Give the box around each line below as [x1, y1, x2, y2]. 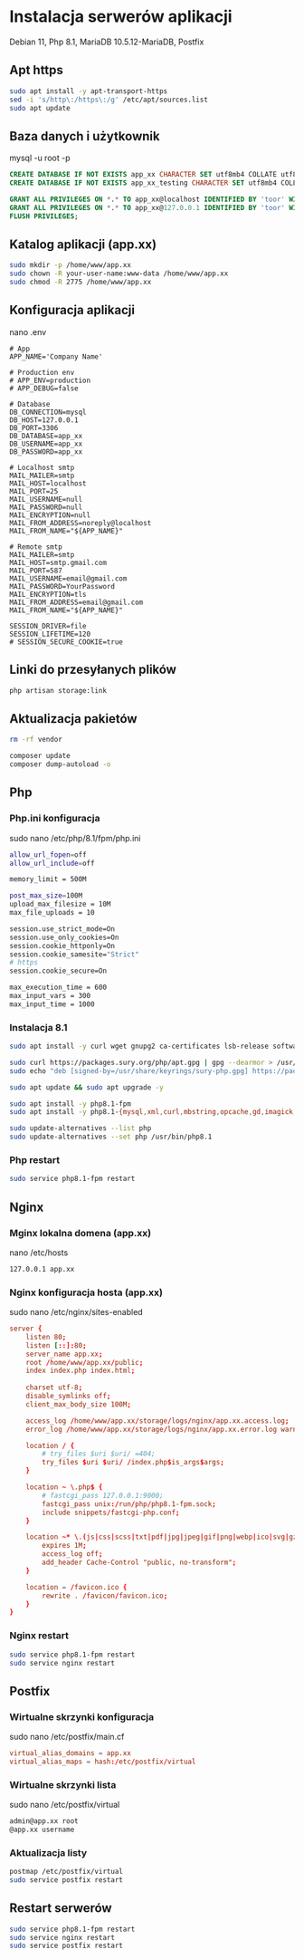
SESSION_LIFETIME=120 [9, 629, 91, 639]
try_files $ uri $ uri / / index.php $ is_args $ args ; [42, 1458, 224, 1467]
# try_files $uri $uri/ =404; [42, 1449, 156, 1459]
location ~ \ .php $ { [25, 1483, 103, 1492]
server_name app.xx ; [25, 1349, 103, 1359]
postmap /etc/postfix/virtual [9, 1868, 124, 1877]
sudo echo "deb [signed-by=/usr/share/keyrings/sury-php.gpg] [9, 1066, 249, 1075]
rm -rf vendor [9, 735, 63, 744]
